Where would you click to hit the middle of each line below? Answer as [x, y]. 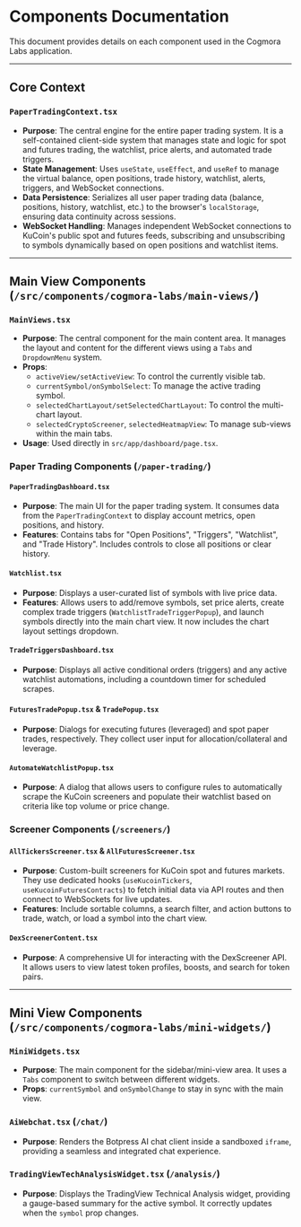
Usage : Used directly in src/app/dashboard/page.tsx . [120, 443]
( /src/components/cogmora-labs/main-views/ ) [134, 296]
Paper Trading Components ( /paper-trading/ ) [110, 467]
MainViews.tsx [40, 320]
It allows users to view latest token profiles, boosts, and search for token [156, 967]
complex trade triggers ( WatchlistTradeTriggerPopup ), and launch [143, 611]
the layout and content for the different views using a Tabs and [137, 348]
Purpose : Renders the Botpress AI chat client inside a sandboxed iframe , [157, 1141]
